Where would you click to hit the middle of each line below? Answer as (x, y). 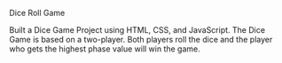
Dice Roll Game (37, 13)
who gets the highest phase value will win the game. (105, 49)
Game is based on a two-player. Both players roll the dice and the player (141, 39)
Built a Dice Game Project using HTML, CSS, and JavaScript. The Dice (137, 30)
